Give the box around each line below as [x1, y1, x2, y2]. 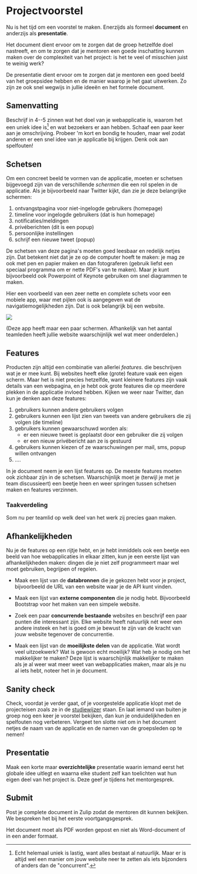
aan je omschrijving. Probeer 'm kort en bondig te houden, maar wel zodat [6, 130, 186, 137]
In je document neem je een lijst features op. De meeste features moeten [6, 468, 182, 475]
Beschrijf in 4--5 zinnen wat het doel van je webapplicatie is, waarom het [6, 116, 183, 123]
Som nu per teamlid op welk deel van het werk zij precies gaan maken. [6, 514, 177, 521]
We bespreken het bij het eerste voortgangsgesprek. [6, 815, 134, 822]
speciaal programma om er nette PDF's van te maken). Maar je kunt [6, 266, 169, 274]
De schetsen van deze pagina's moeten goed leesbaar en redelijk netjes [6, 248, 181, 255]
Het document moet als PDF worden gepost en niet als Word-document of [6, 826, 186, 833]
